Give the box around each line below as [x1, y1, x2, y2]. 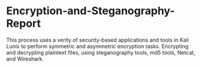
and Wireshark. [6, 55, 44, 62]
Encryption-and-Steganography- [6, 4, 175, 18]
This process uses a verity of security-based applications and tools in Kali [6, 36, 189, 43]
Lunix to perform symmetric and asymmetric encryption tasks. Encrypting [6, 43, 189, 50]
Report [6, 17, 41, 30]
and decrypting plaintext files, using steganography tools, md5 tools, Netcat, [6, 49, 196, 56]
